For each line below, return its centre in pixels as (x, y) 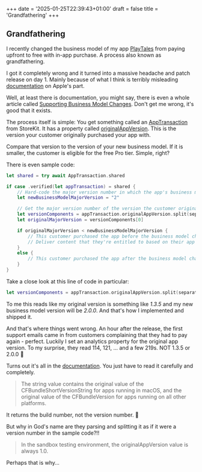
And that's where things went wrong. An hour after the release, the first (95, 329)
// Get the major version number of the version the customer (96, 209)
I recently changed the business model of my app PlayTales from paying (96, 48)
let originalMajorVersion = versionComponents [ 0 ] (81, 220)
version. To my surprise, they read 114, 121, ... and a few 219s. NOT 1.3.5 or (98, 348)
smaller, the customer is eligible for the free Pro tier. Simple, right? (88, 153)
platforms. (34, 403)
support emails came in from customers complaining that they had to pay (97, 335)
